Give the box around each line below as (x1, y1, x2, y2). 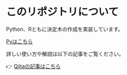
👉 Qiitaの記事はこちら (6, 62, 61, 70)
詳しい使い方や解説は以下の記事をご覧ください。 (6, 50, 124, 57)
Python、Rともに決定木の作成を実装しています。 (6, 26, 123, 33)
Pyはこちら (6, 38, 33, 45)
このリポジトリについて (6, 5, 119, 19)
